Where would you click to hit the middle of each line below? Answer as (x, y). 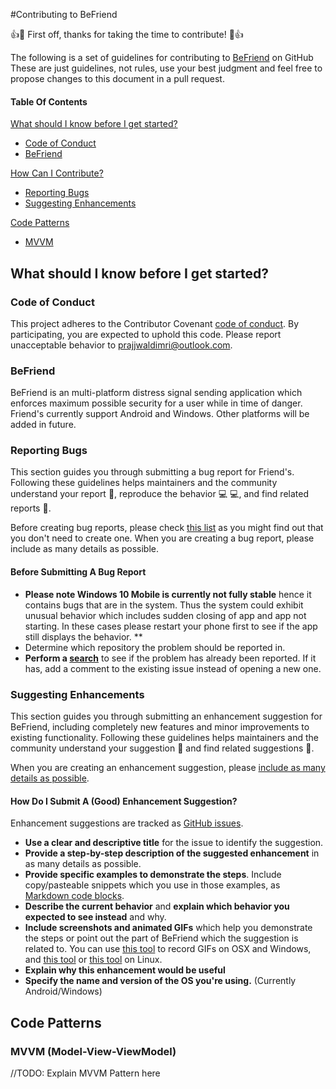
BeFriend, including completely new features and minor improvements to (160, 726)
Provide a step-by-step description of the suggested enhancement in (172, 853)
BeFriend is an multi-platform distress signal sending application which (156, 393)
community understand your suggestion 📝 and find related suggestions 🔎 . (162, 748)
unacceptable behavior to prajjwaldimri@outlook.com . (121, 345)
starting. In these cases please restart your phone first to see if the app (171, 626)
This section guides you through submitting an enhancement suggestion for (166, 716)
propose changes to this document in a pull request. (117, 78)
